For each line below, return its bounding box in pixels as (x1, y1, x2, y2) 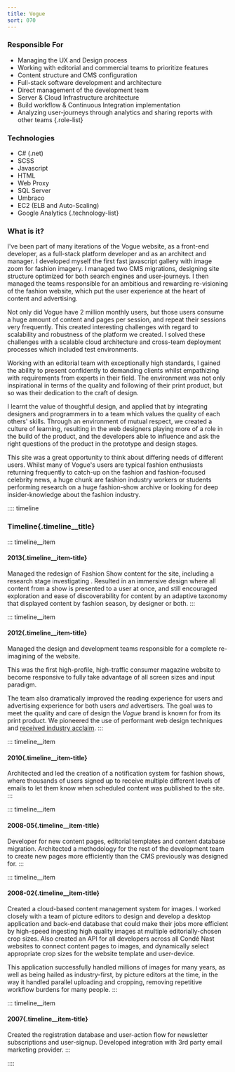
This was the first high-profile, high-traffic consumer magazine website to (7, 666, 221, 674)
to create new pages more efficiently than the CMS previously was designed (7, 852, 229, 860)
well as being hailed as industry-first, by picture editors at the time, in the (7, 970, 219, 979)
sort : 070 (7, 17, 36, 24)
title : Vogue (7, 10, 46, 18)
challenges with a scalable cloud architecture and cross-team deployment (7, 338, 222, 346)
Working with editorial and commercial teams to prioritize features (17, 63, 209, 72)
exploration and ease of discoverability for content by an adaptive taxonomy (7, 591, 228, 600)
